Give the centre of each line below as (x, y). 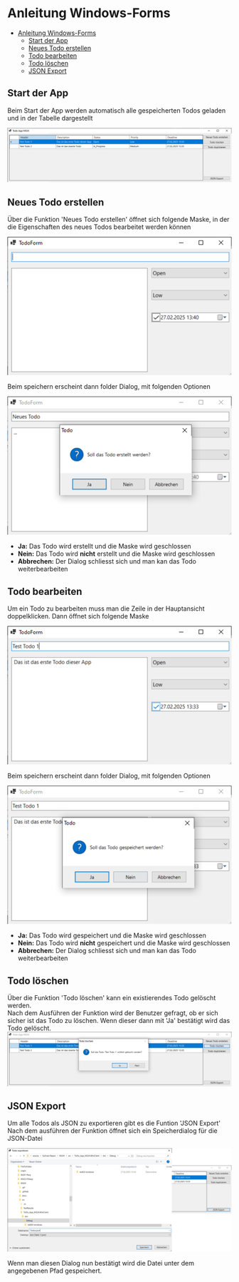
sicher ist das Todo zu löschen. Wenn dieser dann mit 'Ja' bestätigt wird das (119, 1021)
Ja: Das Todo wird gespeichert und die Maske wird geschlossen (112, 935)
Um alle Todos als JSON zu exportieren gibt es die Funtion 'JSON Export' (114, 1123)
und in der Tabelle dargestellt (50, 118)
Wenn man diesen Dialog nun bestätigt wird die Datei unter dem (101, 1263)
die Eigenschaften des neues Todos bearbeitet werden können (99, 227)
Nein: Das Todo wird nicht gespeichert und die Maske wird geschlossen (124, 943)
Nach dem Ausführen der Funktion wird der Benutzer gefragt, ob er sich (113, 1013)
